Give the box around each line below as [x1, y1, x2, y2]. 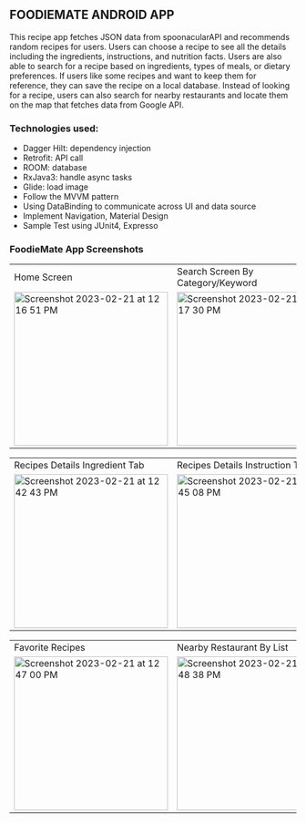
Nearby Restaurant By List [177, 642, 289, 654]
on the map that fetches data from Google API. [9, 99, 184, 110]
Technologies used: [9, 122, 99, 135]
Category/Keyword [177, 277, 258, 290]
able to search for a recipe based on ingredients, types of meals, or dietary [9, 60, 291, 71]
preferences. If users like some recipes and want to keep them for [9, 70, 257, 81]
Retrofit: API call [22, 152, 84, 163]
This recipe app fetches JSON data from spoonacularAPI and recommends [9, 31, 290, 42]
